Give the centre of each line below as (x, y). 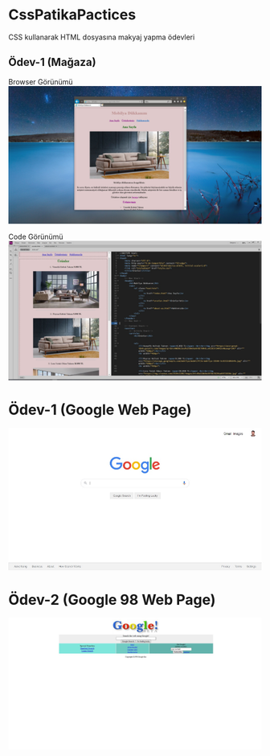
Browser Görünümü (41, 81)
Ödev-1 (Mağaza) (52, 62)
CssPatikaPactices (72, 15)
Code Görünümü (36, 237)
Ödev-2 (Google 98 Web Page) (112, 600)
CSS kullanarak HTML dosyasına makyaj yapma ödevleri (102, 37)
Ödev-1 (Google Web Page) (100, 410)
